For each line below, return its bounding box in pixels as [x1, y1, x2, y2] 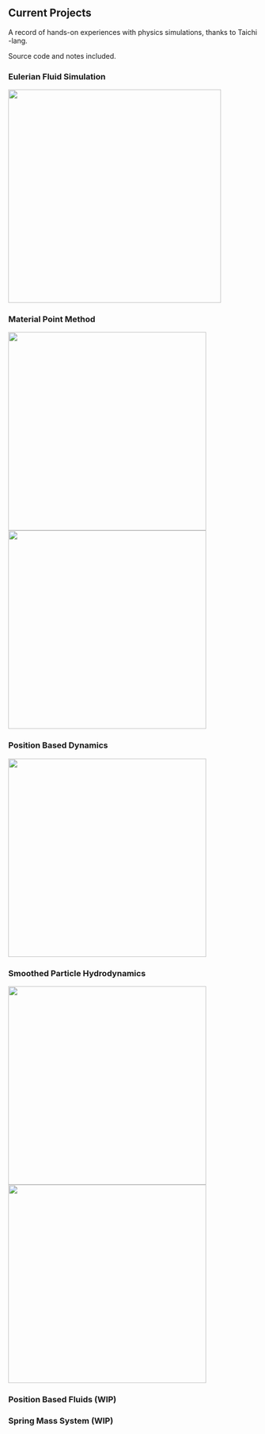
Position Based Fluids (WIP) [8, 1394, 117, 1405]
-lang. [8, 36, 28, 45]
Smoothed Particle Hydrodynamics [8, 967, 146, 978]
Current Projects [8, 6, 92, 20]
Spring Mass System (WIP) [8, 1415, 114, 1426]
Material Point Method [8, 313, 96, 325]
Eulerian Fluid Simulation [8, 71, 106, 82]
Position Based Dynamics [8, 740, 108, 751]
